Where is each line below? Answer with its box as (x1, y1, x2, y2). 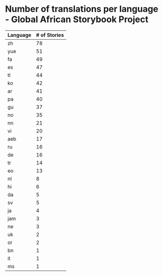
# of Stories (36, 31, 64, 38)
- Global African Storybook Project (5, 14, 149, 25)
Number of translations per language (5, 3, 159, 15)
